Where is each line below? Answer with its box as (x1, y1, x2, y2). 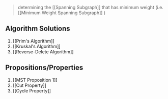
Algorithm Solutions (5, 24, 70, 33)
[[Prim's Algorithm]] (12, 38, 54, 44)
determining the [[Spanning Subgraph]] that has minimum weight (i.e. (17, 5, 164, 10)
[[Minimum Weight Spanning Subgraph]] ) (17, 10, 106, 16)
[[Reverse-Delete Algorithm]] (12, 48, 74, 55)
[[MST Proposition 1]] (12, 77, 58, 83)
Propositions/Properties (5, 63, 83, 72)
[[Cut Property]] (12, 82, 47, 88)
